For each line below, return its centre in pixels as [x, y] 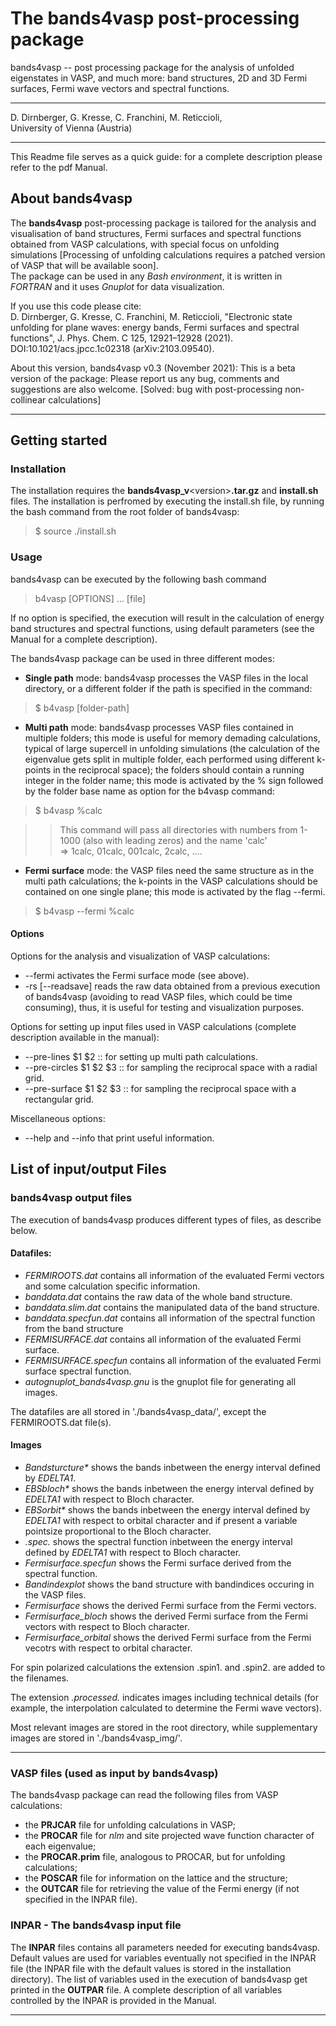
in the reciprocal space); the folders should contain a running [179, 769]
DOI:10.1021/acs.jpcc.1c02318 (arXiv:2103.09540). [112, 348]
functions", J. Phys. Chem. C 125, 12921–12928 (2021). [122, 338]
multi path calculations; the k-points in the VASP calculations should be [171, 881]
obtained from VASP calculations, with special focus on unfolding [145, 244]
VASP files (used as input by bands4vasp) [114, 1773]
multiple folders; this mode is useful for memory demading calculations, [172, 738]
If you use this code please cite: [76, 306]
